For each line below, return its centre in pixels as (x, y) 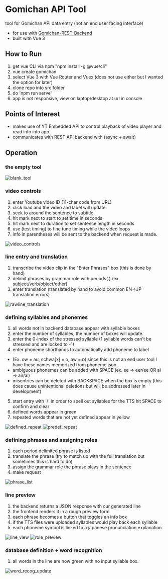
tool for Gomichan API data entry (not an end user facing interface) (74, 23)
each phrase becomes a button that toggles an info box (70, 517)
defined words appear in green (44, 412)
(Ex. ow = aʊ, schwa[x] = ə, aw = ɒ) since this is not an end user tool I (85, 359)
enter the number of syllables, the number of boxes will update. (78, 334)
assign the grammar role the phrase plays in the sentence (72, 467)
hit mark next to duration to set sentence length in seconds (73, 223)
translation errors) (31, 294)
